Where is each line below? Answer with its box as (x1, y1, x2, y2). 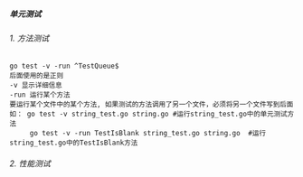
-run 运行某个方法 (9, 90, 71, 99)
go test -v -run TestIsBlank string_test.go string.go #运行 (29, 128, 267, 137)
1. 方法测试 (9, 33, 50, 43)
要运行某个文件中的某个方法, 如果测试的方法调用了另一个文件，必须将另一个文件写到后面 (9, 99, 294, 108)
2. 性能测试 (9, 158, 52, 169)
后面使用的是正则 (9, 70, 64, 80)
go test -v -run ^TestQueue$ (9, 61, 119, 70)
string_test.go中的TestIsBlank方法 (9, 138, 138, 147)
